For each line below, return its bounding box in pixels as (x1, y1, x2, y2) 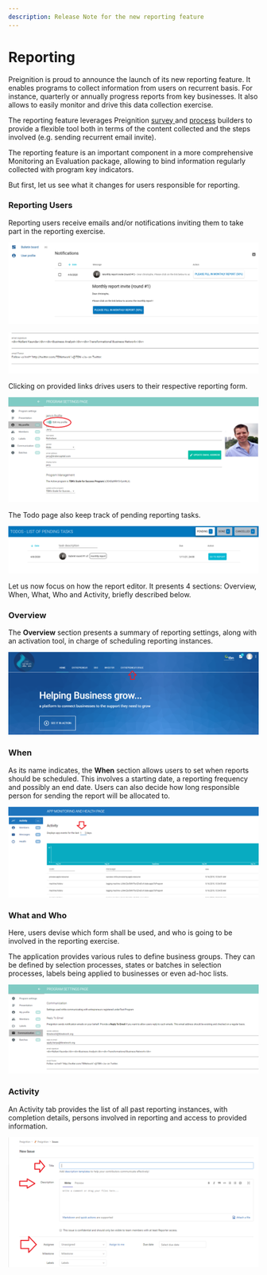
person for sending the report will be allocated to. (8, 791, 171, 800)
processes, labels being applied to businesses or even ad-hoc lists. (8, 968, 229, 979)
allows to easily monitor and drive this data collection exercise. (8, 100, 214, 109)
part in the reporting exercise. (8, 226, 106, 236)
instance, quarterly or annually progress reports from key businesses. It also (8, 92, 258, 101)
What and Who (8, 909, 68, 921)
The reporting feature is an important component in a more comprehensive (8, 147, 253, 157)
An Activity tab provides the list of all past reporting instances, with (8, 1104, 228, 1114)
